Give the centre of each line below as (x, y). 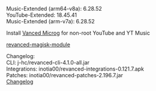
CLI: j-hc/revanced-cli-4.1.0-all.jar (48, 63)
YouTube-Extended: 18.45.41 (41, 15)
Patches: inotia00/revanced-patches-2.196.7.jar (64, 75)
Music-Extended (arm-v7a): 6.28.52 (50, 21)
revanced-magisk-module (38, 45)
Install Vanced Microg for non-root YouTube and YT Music (78, 33)
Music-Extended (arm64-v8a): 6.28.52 (54, 9)
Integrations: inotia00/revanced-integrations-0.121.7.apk (75, 69)
